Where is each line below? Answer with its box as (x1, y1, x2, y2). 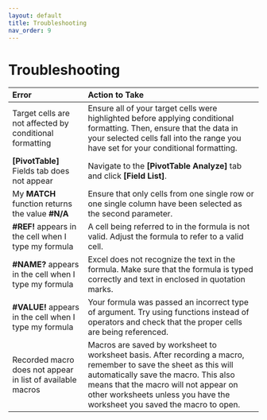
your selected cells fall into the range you (87, 133, 242, 144)
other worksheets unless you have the (87, 389, 230, 400)
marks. (87, 284, 114, 295)
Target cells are (12, 108, 70, 119)
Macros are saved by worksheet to (87, 340, 217, 351)
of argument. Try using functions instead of (87, 307, 250, 318)
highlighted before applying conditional (87, 113, 234, 124)
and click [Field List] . (87, 170, 167, 181)
